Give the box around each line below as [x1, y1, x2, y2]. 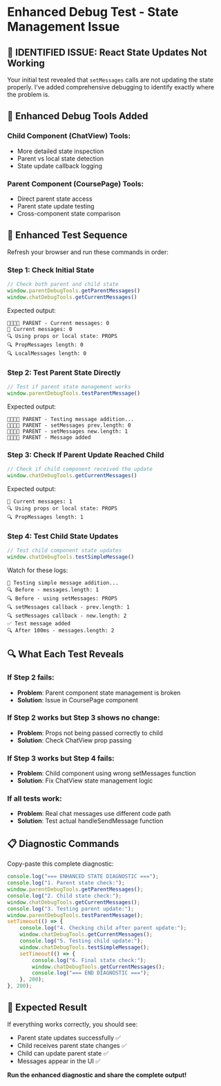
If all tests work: [7, 794, 62, 803]
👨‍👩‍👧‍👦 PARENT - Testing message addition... [7, 416, 135, 422]
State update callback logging [17, 161, 102, 170]
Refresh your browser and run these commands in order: [7, 247, 169, 256]
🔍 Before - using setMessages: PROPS [7, 595, 117, 602]
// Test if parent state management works [7, 384, 131, 391]
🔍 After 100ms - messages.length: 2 [7, 627, 115, 634]
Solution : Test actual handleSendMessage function [17, 817, 164, 825]
